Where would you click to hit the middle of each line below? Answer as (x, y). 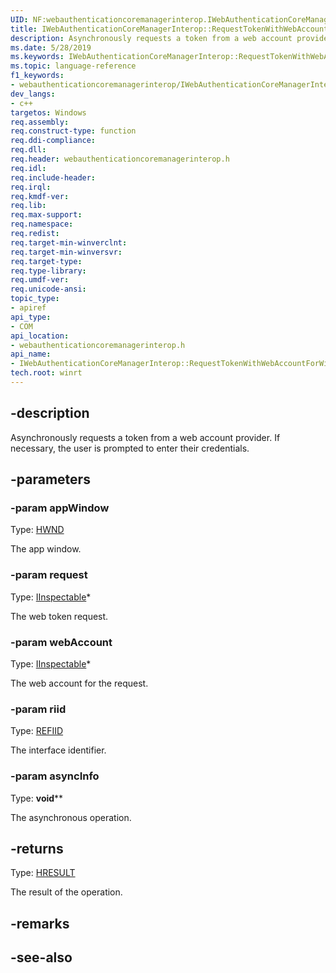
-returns (37, 848)
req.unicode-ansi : (48, 289)
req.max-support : (46, 215)
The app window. (46, 549)
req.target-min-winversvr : (66, 252)
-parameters (50, 479)
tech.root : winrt (46, 373)
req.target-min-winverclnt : (69, 242)
